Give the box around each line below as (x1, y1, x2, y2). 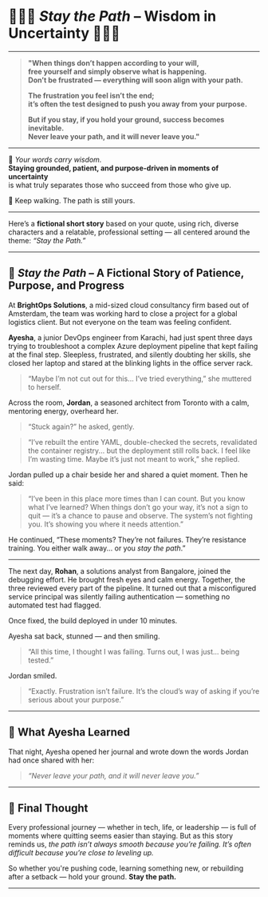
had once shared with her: (8, 755, 95, 765)
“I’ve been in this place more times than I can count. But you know (27, 494, 246, 503)
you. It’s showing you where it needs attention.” (27, 519, 183, 529)
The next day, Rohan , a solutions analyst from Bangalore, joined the (8, 566, 231, 575)
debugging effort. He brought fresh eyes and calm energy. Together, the (8, 575, 246, 584)
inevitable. (27, 123, 65, 133)
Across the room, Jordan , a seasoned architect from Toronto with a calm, (8, 398, 250, 407)
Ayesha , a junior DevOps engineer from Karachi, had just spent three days (8, 332, 253, 342)
